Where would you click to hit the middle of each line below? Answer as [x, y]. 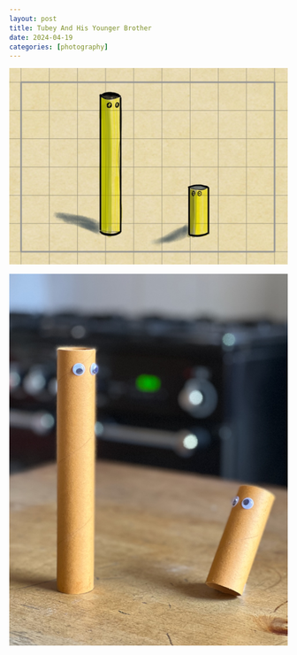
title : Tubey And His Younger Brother [80, 28]
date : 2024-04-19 [41, 37]
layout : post [33, 19]
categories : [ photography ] [59, 47]
